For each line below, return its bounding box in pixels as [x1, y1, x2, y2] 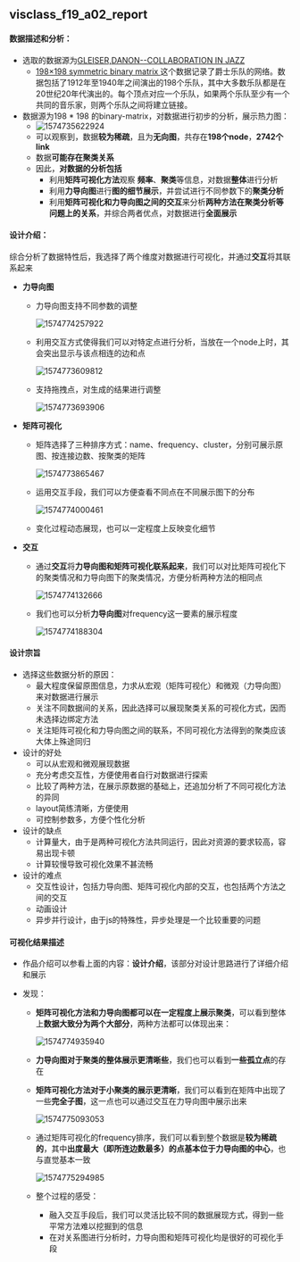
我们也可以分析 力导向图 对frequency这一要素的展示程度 [35, 608, 238, 619]
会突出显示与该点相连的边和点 [35, 347, 146, 358]
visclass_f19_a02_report [9, 7, 148, 22]
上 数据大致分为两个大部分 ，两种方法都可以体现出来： [35, 1018, 232, 1029]
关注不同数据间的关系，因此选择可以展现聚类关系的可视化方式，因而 [35, 702, 287, 713]
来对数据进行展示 [35, 692, 99, 702]
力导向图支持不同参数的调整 [35, 300, 138, 311]
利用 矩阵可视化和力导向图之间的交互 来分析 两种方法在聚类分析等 [48, 196, 284, 207]
